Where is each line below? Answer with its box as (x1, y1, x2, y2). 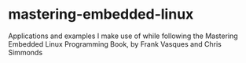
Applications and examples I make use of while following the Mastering (8, 31, 238, 40)
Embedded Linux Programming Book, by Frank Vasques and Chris (8, 39, 222, 48)
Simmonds (8, 47, 43, 57)
